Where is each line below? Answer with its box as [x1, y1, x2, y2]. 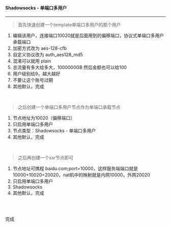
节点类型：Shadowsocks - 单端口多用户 [12, 128, 96, 134]
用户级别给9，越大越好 [12, 71, 61, 77]
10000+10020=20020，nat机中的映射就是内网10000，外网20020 [12, 172, 150, 178]
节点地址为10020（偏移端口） [12, 115, 75, 121]
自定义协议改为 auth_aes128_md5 [12, 51, 83, 58]
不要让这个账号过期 [12, 77, 53, 83]
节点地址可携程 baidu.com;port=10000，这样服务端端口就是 [12, 165, 138, 172]
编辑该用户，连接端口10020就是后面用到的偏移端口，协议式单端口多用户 [12, 33, 164, 39]
